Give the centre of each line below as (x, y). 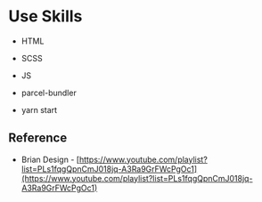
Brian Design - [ (50, 159)
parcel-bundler (49, 93)
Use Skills (45, 16)
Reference (38, 138)
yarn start (39, 109)
